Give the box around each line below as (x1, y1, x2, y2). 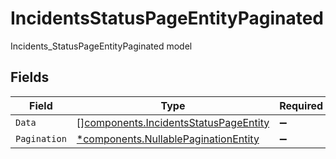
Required (279, 98, 324, 112)
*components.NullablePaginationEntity (76, 132, 260, 146)
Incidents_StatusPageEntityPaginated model (10, 40, 193, 52)
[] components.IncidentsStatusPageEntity (76, 115, 270, 129)
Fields (10, 69, 50, 86)
